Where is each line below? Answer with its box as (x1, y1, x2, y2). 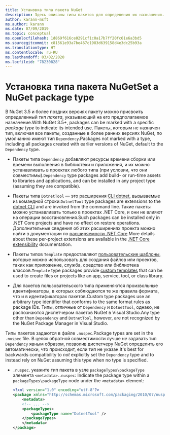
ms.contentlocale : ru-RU (5, 50, 58, 55)
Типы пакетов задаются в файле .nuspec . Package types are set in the (5, 330, 153, 336)
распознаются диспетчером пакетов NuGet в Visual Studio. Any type (12, 310, 160, 316)
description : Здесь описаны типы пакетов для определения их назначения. (5, 12, 165, 17)
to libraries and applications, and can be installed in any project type (12, 178, 156, 184)
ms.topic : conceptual (5, 31, 51, 36)
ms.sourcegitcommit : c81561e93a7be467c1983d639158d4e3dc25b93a (5, 41, 142, 46)
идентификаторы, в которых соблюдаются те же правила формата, (12, 288, 159, 294)
